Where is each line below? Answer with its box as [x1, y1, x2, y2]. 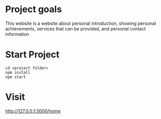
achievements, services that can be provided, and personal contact [5, 25, 146, 31]
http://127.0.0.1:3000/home [5, 108, 61, 114]
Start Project [5, 49, 60, 60]
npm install [5, 70, 30, 75]
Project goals [5, 4, 62, 15]
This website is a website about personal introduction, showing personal [5, 20, 156, 26]
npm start [5, 74, 26, 80]
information [5, 31, 29, 37]
